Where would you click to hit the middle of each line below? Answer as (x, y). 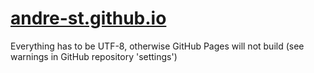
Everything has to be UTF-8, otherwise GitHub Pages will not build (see (157, 46)
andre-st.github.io (88, 18)
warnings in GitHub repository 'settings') (94, 56)
